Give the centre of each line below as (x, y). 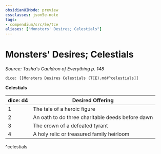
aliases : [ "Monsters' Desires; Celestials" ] (54, 29)
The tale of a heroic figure (64, 109)
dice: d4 (18, 101)
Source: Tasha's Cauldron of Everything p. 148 (55, 69)
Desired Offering (93, 101)
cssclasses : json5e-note (32, 15)
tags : (11, 20)
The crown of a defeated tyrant (71, 126)
